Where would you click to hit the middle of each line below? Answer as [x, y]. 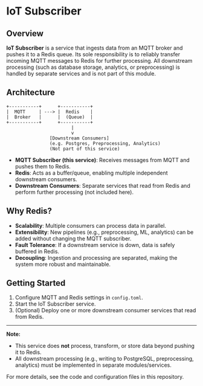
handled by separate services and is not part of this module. [81, 73]
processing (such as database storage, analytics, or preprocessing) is [93, 67]
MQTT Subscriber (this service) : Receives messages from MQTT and [102, 160]
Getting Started [36, 283]
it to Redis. [28, 352]
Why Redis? [29, 211]
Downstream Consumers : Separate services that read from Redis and [102, 185]
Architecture [31, 93]
